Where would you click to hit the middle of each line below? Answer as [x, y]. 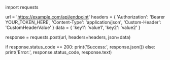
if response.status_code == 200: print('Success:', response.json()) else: [80, 47]
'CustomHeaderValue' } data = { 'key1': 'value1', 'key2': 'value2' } [73, 27]
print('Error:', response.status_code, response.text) [59, 52]
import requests [22, 7]
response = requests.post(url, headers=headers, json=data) [68, 37]
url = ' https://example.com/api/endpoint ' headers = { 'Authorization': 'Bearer [85, 17]
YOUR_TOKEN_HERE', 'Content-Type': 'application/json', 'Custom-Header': [83, 22]
